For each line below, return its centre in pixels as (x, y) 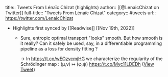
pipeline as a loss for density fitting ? (59, 49)
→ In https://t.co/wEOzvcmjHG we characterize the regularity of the (91, 59)
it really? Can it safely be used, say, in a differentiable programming (91, 43)
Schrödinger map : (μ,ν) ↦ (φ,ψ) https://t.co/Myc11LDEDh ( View (87, 64)
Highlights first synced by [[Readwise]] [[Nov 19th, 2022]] (74, 28)
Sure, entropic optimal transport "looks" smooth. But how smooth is (91, 38)
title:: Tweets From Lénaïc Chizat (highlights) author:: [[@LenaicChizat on (82, 7)
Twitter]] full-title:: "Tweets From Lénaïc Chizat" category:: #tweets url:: (81, 13)
